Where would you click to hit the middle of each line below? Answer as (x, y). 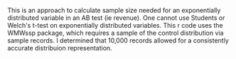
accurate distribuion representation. (60, 48)
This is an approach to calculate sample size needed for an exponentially (114, 10)
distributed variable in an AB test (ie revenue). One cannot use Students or (116, 18)
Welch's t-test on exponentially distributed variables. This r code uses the (115, 25)
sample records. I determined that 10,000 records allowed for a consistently (118, 41)
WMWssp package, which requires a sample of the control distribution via (116, 33)
